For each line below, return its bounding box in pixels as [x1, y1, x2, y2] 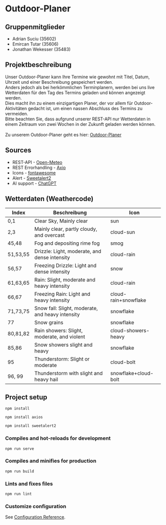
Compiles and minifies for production [5, 458, 96, 465]
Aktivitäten [5, 105, 27, 111]
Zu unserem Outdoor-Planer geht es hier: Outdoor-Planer [5, 132, 122, 138]
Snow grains [34, 319, 63, 326]
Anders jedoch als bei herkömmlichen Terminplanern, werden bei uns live [5, 84, 155, 90]
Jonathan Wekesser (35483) [12, 47, 71, 52]
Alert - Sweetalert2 [12, 175, 51, 181]
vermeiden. [5, 110, 29, 116]
